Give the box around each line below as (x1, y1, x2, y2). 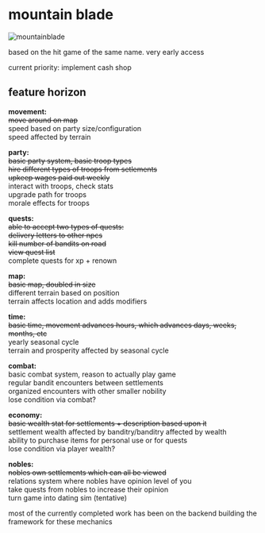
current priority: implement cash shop (8, 62, 132, 72)
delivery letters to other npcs (8, 230, 103, 240)
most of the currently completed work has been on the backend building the (8, 508, 258, 518)
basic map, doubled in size (8, 280, 96, 289)
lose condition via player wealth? (8, 443, 116, 454)
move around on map (8, 115, 78, 125)
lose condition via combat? (8, 395, 97, 404)
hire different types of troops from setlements (8, 164, 157, 174)
